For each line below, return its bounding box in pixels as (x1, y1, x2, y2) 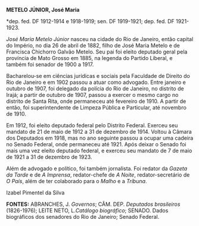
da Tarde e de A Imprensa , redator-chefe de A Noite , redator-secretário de (6, 171, 190, 178)
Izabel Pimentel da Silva (6, 189, 65, 196)
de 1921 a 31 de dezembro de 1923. (6, 153, 92, 161)
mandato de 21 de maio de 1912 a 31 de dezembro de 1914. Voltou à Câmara (6, 128, 192, 135)
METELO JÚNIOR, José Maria (6, 7, 80, 13)
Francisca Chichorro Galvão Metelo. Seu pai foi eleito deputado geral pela (6, 48, 188, 55)
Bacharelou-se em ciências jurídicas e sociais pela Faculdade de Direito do (6, 73, 191, 79)
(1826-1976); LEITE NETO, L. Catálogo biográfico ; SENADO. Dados (6, 207, 169, 214)
